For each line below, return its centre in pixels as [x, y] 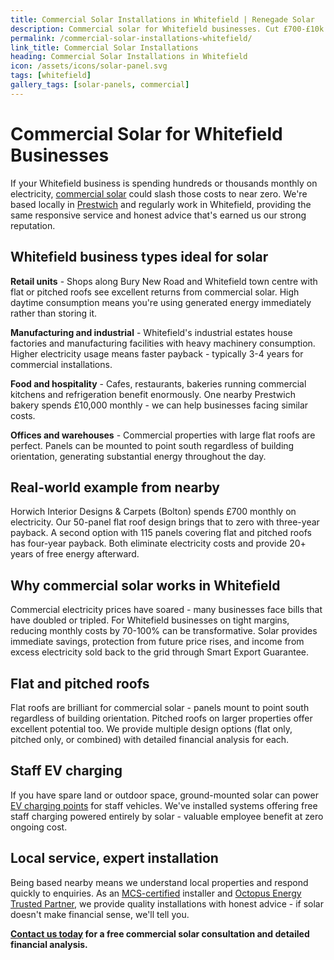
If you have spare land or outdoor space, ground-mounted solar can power [164, 795]
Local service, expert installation [114, 858]
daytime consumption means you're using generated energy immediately [161, 302]
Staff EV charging [66, 771]
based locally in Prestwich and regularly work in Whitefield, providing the [161, 204]
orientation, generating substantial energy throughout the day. [138, 456]
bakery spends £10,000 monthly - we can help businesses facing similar [159, 405]
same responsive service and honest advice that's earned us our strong [158, 215]
